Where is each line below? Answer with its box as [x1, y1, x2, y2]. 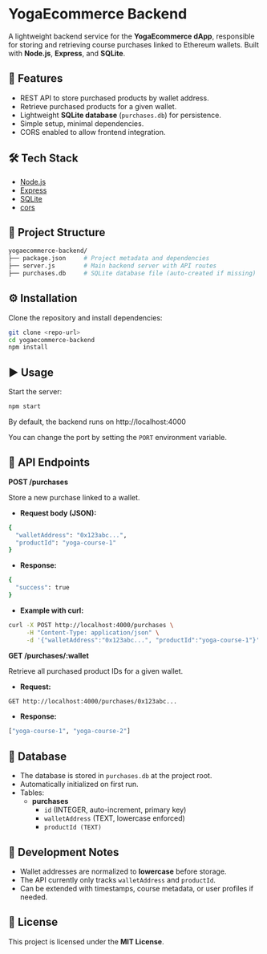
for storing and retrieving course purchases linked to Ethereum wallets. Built [8, 39, 259, 49]
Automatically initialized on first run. [19, 780, 139, 789]
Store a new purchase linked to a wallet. [8, 492, 140, 502]
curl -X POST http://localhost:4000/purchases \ [8, 621, 174, 629]
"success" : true [15, 584, 70, 592]
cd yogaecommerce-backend [8, 336, 95, 344]
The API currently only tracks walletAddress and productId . [19, 874, 216, 884]
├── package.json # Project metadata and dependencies [8, 255, 210, 263]
